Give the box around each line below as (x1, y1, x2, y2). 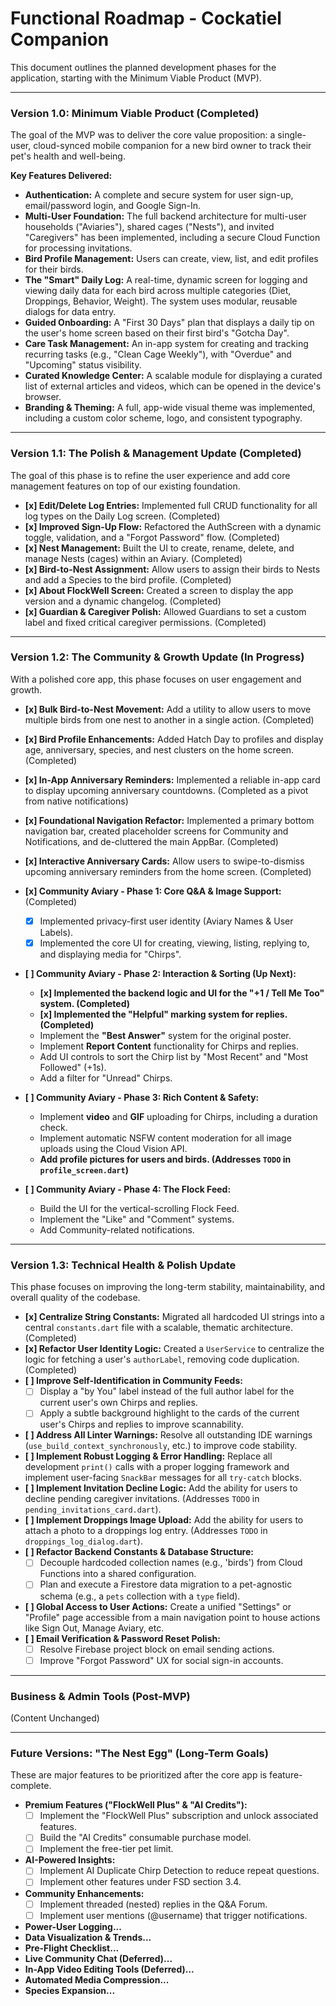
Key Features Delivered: (10, 170, 113, 182)
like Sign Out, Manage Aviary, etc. (24, 1622, 165, 1634)
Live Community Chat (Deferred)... (24, 1952, 173, 1964)
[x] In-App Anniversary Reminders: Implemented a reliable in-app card (24, 773, 321, 786)
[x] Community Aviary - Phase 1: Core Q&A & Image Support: (24, 885, 282, 897)
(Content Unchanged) (10, 1712, 100, 1724)
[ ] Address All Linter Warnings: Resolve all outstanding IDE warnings (24, 1429, 313, 1441)
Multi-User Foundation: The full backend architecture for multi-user (24, 210, 307, 222)
